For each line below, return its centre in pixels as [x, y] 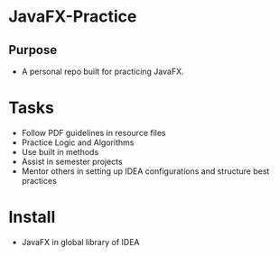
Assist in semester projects [72, 161]
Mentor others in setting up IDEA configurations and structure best [145, 171]
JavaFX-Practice [73, 17]
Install [32, 217]
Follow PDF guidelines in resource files [93, 133]
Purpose [33, 50]
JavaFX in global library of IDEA [80, 242]
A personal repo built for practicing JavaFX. [102, 71]
